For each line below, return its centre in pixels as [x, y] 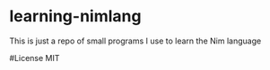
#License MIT [35, 58]
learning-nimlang [75, 16]
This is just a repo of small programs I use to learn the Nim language [135, 41]
